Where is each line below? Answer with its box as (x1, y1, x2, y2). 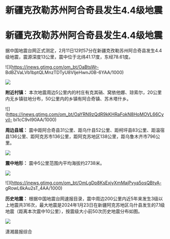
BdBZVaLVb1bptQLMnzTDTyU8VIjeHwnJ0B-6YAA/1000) (5, 70, 124, 76)
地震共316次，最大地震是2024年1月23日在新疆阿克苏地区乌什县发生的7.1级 (9, 202, 165, 208)
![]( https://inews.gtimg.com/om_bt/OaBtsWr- (5, 64, 99, 70)
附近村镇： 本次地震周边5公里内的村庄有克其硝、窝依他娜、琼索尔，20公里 (5, 89, 162, 95)
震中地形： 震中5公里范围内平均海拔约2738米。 (5, 160, 105, 166)
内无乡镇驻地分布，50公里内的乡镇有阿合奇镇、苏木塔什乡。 (5, 96, 131, 102)
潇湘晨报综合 (5, 229, 32, 235)
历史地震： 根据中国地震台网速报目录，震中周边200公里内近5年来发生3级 (5, 196, 159, 202)
